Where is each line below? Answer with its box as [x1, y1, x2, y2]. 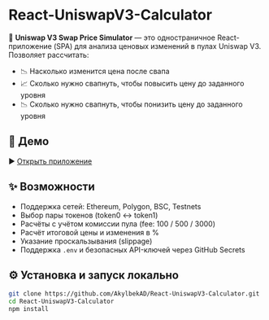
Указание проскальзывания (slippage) [20, 236, 153, 246]
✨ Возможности [8, 180, 95, 194]
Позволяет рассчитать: [8, 50, 89, 59]
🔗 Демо [8, 134, 50, 148]
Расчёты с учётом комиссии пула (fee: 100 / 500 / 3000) [20, 218, 215, 229]
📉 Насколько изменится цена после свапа [20, 66, 170, 76]
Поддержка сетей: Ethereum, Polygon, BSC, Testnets [20, 201, 202, 211]
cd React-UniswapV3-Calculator [8, 297, 115, 306]
